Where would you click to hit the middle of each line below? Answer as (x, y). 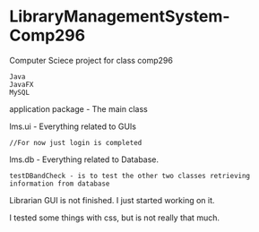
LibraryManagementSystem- (120, 17)
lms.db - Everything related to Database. (84, 159)
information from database (60, 184)
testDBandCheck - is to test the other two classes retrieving (130, 176)
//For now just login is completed (76, 142)
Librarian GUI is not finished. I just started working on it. (112, 200)
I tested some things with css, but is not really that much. (114, 218)
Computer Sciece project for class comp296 (91, 60)
